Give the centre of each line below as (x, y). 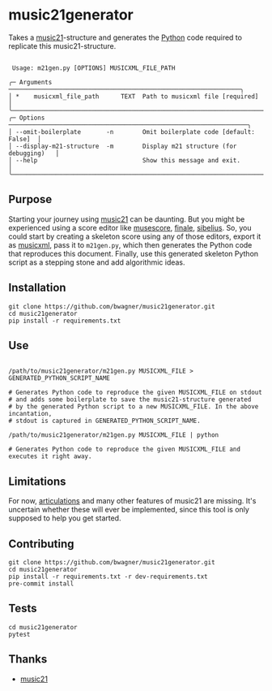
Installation (37, 288)
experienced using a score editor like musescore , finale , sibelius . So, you (130, 227)
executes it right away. (50, 456)
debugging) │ (34, 153)
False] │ (25, 139)
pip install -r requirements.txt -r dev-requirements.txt (108, 577)
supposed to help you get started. (65, 518)
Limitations (37, 481)
